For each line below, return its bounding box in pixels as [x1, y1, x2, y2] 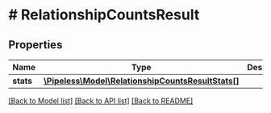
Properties [8, 38, 63, 52]
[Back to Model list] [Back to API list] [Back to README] [8, 96, 194, 106]
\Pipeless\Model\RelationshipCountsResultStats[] [43, 75, 240, 86]
